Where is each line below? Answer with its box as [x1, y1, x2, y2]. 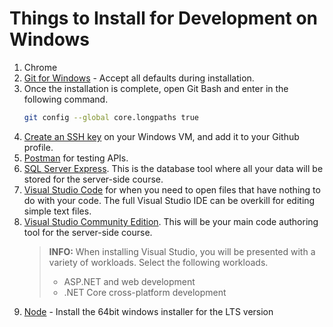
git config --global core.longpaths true [23, 112, 200, 122]
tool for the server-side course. [23, 226, 153, 238]
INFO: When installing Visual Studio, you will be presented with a [48, 245, 316, 257]
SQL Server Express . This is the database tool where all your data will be [23, 162, 324, 174]
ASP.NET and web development [63, 275, 196, 287]
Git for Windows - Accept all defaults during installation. [23, 72, 255, 84]
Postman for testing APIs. [23, 152, 129, 164]
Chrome [23, 61, 58, 73]
